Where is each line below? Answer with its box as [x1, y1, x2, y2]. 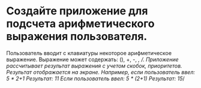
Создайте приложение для [6, 4, 148, 18]
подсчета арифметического [6, 17, 155, 31]
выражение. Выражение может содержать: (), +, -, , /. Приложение [6, 56, 179, 63]
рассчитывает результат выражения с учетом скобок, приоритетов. [6, 62, 182, 69]
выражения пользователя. [6, 30, 148, 43]
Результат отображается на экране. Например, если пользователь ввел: [6, 68, 196, 75]
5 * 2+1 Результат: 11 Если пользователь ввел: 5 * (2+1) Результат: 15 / [6, 75, 185, 82]
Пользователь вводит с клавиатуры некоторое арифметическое [6, 49, 172, 56]
